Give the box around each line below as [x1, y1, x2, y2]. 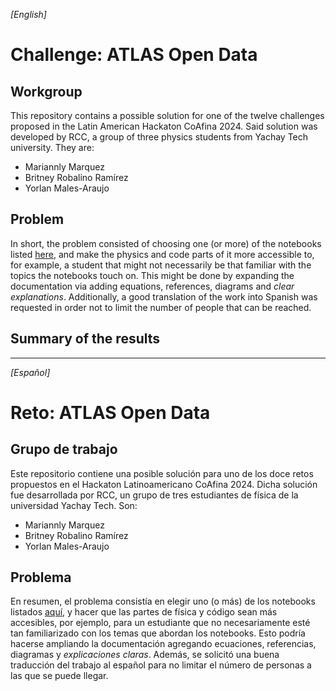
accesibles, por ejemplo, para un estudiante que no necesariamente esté [10, 617, 311, 629]
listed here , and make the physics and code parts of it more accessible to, [10, 248, 315, 260]
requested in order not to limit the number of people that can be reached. [10, 301, 312, 313]
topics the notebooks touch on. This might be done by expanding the [10, 269, 295, 281]
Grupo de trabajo [10, 441, 118, 458]
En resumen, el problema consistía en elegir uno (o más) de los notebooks [10, 595, 316, 608]
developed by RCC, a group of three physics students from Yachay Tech [10, 131, 309, 143]
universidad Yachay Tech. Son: [10, 499, 138, 511]
